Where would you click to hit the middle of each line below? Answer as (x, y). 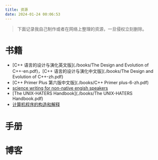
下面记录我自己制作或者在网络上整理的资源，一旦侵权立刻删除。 (82, 29)
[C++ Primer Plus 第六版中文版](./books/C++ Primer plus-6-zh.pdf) (80, 83)
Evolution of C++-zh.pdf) (38, 77)
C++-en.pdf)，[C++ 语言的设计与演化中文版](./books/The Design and (83, 71)
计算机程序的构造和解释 (36, 104)
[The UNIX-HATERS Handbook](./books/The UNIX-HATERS (72, 94)
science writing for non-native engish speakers (60, 88)
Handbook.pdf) (28, 98)
